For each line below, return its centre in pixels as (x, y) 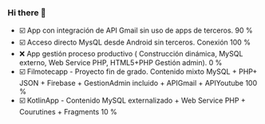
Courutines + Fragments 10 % (68, 112)
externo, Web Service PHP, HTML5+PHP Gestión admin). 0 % (121, 63)
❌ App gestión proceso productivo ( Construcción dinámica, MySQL (131, 54)
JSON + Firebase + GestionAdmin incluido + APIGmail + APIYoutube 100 (138, 83)
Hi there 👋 (27, 13)
